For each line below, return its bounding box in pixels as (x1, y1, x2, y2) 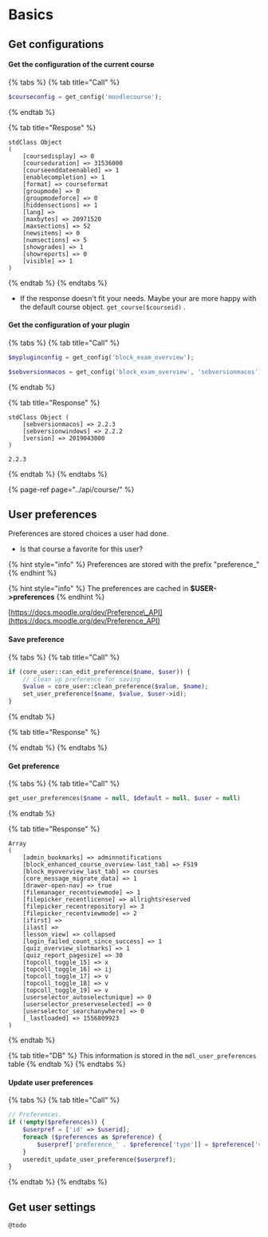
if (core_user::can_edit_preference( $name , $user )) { (8, 668, 191, 676)
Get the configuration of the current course (8, 60, 155, 69)
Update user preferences (8, 1077, 93, 1087)
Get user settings (8, 1200, 97, 1214)
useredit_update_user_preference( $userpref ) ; (22, 1156, 177, 1164)
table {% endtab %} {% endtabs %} (8, 1060, 126, 1069)
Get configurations (8, 38, 104, 51)
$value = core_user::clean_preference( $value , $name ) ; (22, 683, 209, 691)
